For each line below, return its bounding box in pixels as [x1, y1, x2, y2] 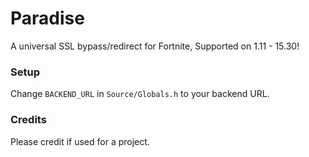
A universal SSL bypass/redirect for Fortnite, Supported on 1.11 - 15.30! [10, 40, 300, 52]
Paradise [10, 7, 85, 30]
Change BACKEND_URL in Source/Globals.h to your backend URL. [10, 88, 270, 100]
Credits [10, 113, 47, 127]
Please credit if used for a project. [10, 135, 150, 147]
